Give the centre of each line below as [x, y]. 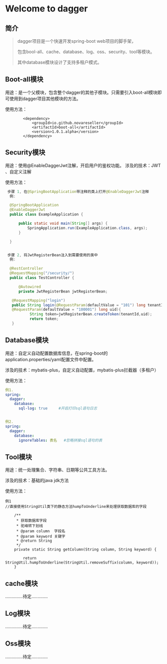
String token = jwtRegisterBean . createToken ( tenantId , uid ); [91, 314]
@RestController [26, 269]
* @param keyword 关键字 [41, 537]
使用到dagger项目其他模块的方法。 [45, 98]
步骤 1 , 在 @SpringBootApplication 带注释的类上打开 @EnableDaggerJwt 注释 [78, 191]
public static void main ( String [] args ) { [63, 223]
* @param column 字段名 [41, 531]
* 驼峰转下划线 [30, 526]
